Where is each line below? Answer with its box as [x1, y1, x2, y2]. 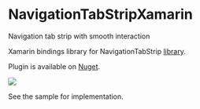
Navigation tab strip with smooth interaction [8, 31, 150, 41]
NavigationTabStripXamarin [8, 5, 193, 24]
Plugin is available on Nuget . [8, 61, 101, 71]
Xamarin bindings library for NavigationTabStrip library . [8, 46, 187, 56]
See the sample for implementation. [8, 92, 124, 101]
